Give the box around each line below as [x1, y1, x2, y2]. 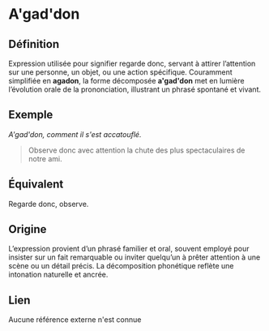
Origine [8, 222, 47, 236]
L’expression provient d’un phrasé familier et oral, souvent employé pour [8, 244, 250, 254]
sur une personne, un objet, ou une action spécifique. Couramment [8, 67, 233, 77]
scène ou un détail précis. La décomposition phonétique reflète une [8, 261, 234, 271]
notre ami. [28, 153, 62, 163]
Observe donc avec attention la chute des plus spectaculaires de [28, 145, 246, 155]
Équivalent [8, 178, 64, 191]
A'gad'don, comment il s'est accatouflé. [8, 129, 142, 139]
